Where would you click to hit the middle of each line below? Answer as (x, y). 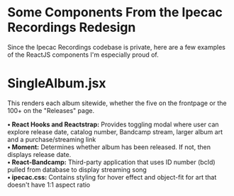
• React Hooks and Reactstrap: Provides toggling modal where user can (113, 124)
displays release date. (39, 154)
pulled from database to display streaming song (77, 169)
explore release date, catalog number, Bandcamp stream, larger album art (115, 131)
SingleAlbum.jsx (57, 83)
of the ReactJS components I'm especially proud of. (83, 55)
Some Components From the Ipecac (115, 12)
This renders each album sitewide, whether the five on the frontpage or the (117, 103)
